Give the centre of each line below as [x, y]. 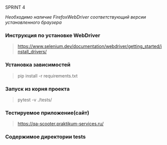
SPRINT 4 [15, 7]
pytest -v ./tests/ [35, 100]
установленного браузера [33, 22]
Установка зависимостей [38, 65]
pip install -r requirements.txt [47, 76]
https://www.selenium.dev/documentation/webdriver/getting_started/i [90, 46]
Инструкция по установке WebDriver [53, 35]
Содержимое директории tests [46, 137]
